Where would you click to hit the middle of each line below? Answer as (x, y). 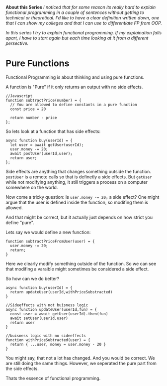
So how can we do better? (32, 278)
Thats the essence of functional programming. (53, 378)
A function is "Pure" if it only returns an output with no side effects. (74, 87)
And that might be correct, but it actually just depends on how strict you (79, 217)
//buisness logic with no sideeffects (46, 336)
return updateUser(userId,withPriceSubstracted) (61, 292)
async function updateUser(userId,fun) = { (51, 309)
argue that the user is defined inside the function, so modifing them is (77, 202)
